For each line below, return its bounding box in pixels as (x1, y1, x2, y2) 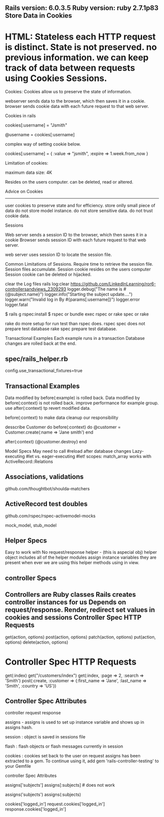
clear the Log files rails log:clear (5, 281, 70, 287)
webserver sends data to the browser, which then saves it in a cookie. (5, 98, 145, 104)
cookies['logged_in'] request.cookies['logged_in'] (5, 801, 105, 807)
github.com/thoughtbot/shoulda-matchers (5, 485, 90, 491)
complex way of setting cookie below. (5, 141, 82, 147)
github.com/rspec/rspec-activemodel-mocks (5, 513, 96, 519)
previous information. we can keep (5, 52, 149, 63)
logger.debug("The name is (67, 286, 123, 292)
